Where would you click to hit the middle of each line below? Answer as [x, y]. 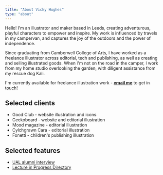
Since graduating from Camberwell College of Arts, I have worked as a [76, 53]
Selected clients [30, 103]
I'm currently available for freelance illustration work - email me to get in [77, 82]
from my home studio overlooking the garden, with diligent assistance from [80, 68]
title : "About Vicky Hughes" [35, 9]
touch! [11, 88]
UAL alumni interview [33, 162]
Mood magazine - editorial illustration [50, 125]
